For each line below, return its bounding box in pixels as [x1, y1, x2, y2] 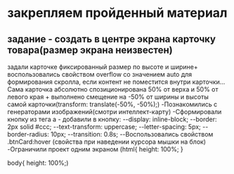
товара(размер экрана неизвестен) [7, 44, 174, 56]
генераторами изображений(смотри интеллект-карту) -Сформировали [7, 108, 222, 116]
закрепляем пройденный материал [7, 5, 228, 21]
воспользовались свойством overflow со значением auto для [7, 70, 193, 78]
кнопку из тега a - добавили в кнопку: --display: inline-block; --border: [7, 115, 217, 123]
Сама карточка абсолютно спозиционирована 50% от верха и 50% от [7, 85, 219, 93]
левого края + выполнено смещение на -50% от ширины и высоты [7, 93, 209, 101]
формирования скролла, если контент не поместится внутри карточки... [7, 77, 226, 86]
